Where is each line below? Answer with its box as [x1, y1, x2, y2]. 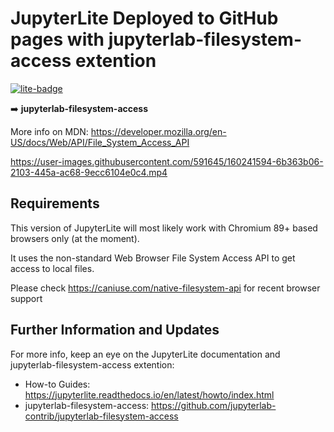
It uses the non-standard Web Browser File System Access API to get [10, 252, 296, 264]
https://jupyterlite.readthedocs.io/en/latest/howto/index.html [24, 388, 275, 401]
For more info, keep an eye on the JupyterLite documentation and [10, 348, 281, 360]
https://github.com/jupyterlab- [151, 399, 277, 411]
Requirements [10, 195, 100, 212]
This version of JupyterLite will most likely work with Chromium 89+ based [10, 222, 318, 234]
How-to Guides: [24, 378, 91, 390]
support [10, 292, 43, 304]
